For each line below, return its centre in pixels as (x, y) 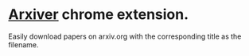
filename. (23, 44)
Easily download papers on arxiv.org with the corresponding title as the (125, 36)
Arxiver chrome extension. (99, 15)
